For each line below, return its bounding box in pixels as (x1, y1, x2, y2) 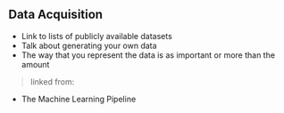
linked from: (29, 76, 75, 87)
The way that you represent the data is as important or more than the (21, 49, 276, 61)
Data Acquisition (8, 7, 104, 22)
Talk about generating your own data (21, 40, 157, 51)
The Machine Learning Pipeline (21, 93, 137, 104)
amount (21, 59, 50, 69)
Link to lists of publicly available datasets (21, 30, 173, 41)
